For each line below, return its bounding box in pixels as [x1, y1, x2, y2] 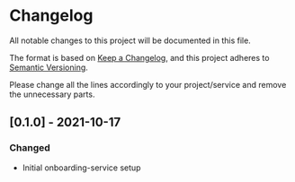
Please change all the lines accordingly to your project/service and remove [9, 79, 287, 90]
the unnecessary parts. [9, 89, 95, 100]
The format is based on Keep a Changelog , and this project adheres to [9, 52, 270, 63]
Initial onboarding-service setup [22, 162, 141, 173]
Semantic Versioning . [9, 62, 88, 73]
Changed [9, 142, 51, 154]
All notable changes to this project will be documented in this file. [9, 35, 252, 46]
